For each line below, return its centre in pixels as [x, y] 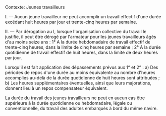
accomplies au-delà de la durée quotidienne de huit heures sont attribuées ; [83, 78]
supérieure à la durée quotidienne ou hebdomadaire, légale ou [69, 103]
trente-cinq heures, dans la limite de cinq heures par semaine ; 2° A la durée [83, 47]
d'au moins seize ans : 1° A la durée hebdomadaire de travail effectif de [78, 42]
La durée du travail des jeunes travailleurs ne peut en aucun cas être [75, 98]
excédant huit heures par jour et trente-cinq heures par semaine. [71, 22]
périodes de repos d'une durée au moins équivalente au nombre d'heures [80, 73]
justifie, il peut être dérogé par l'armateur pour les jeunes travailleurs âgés [81, 37]
